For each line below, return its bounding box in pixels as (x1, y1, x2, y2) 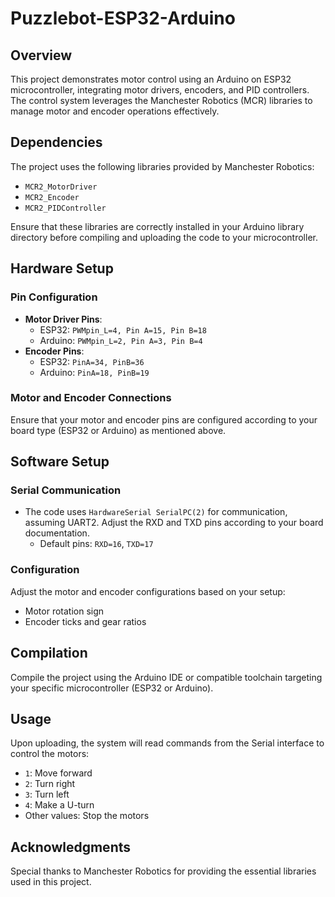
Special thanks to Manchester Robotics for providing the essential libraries (10, 865, 317, 877)
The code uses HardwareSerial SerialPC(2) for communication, (24, 506, 288, 518)
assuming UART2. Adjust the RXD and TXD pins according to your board (24, 517, 324, 529)
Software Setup (10, 453, 110, 471)
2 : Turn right (24, 778, 76, 790)
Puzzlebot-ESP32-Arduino (10, 7, 236, 30)
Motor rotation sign (24, 605, 105, 617)
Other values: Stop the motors (24, 810, 150, 822)
